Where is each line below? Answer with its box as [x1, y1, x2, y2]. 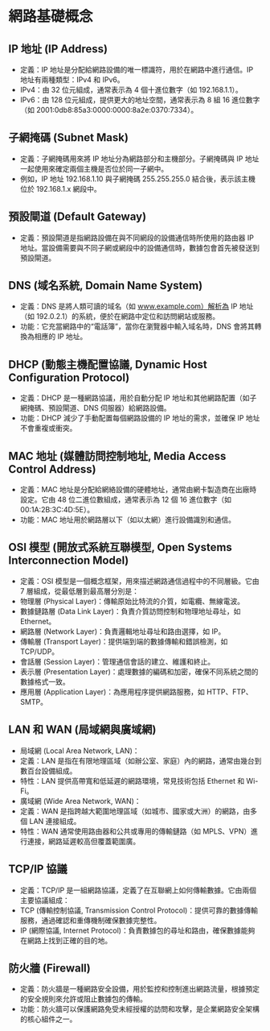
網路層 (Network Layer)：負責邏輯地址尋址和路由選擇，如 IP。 [19, 626, 226, 636]
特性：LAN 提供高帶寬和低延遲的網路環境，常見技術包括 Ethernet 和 [19, 776, 245, 785]
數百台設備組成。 [19, 766, 77, 776]
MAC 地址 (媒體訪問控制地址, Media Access [8, 449, 227, 463]
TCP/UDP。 [19, 646, 59, 656]
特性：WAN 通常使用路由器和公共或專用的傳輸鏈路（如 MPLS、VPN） [19, 826, 252, 836]
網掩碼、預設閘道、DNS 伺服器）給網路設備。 [19, 404, 171, 413]
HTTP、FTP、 [206, 686, 253, 697]
